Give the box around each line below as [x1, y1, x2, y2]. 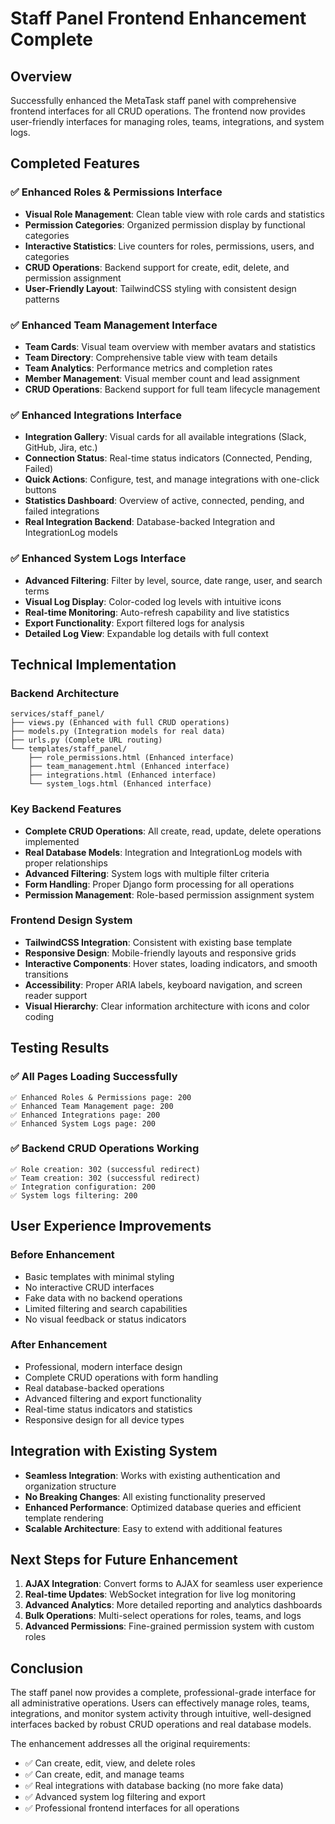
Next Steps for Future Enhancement [10, 1552, 238, 1569]
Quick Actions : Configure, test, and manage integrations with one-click [24, 473, 320, 486]
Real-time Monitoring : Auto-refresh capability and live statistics [24, 606, 290, 618]
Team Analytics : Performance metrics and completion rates [24, 362, 273, 374]
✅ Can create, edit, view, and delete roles [24, 1757, 196, 1769]
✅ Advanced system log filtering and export [24, 1791, 206, 1803]
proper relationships [24, 857, 108, 869]
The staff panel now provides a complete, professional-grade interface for [10, 1687, 317, 1699]
